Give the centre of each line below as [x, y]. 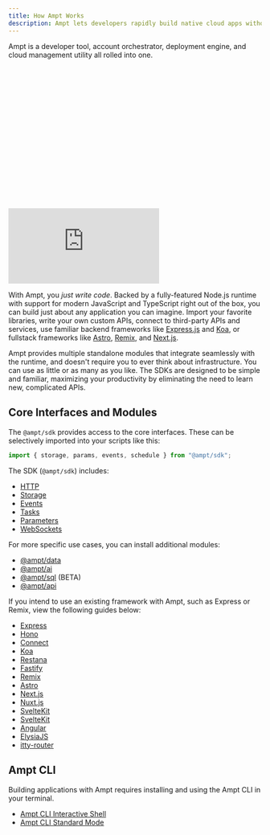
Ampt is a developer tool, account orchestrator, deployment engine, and [127, 46]
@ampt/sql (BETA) [51, 577]
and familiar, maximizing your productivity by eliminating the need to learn [131, 379]
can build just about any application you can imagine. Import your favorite [130, 312]
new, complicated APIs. [47, 387]
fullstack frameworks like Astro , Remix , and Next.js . [94, 338]
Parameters [39, 520]
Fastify [31, 668]
